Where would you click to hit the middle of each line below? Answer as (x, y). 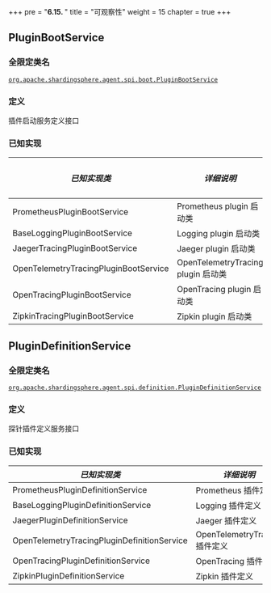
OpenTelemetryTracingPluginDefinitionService (100, 540)
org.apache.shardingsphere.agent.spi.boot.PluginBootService (113, 79)
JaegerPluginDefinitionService (70, 520)
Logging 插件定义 (229, 506)
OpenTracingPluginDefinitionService (81, 561)
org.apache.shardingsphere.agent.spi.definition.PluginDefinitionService (135, 388)
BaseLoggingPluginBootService (73, 233)
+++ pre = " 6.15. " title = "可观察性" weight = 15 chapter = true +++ (120, 12)
